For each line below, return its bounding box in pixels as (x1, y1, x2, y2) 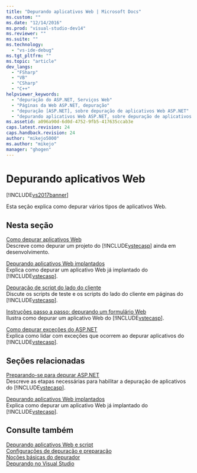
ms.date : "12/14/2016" (6, 20, 62, 25)
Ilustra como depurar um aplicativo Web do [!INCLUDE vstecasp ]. (6, 315, 164, 322)
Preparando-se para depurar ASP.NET (6, 372, 99, 379)
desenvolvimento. (6, 248, 50, 255)
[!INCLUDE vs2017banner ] (6, 191, 69, 199)
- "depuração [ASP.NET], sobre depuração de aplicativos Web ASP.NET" (11, 108, 189, 114)
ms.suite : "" (6, 36, 38, 42)
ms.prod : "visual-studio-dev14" (6, 25, 86, 31)
